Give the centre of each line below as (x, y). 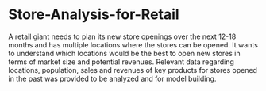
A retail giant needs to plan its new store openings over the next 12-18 (122, 36)
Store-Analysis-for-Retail (94, 15)
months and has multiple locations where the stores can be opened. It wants (133, 44)
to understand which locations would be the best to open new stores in (124, 53)
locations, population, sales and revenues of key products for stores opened (133, 70)
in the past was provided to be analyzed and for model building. (112, 78)
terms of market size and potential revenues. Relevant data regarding (121, 62)
